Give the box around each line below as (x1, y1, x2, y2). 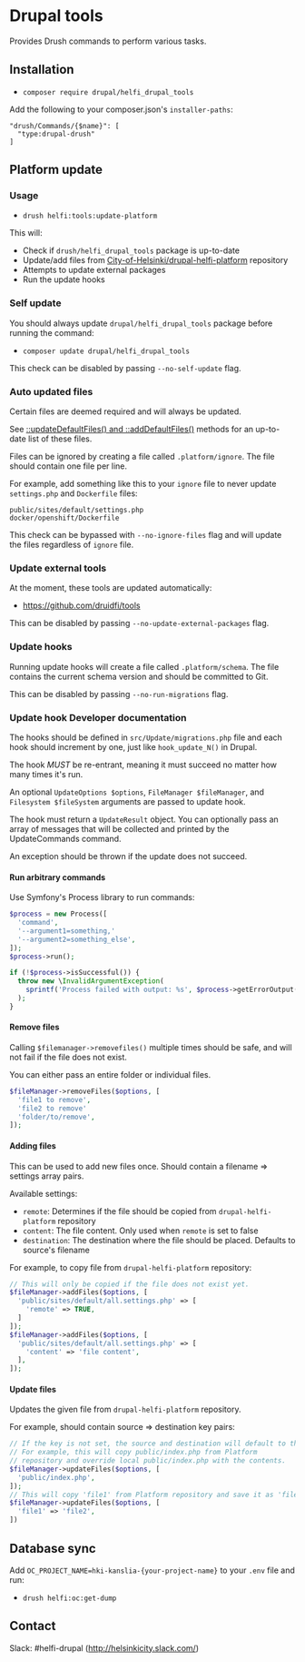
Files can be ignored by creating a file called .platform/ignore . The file (9, 451, 275, 462)
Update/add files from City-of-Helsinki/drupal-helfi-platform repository (22, 255, 289, 266)
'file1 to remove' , (17, 1095, 92, 1104)
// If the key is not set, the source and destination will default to (9, 1439, 286, 1448)
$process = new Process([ (9, 909, 107, 919)
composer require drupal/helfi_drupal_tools (22, 87, 194, 96)
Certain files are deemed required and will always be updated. (9, 406, 242, 417)
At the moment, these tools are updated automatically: (9, 583, 212, 593)
